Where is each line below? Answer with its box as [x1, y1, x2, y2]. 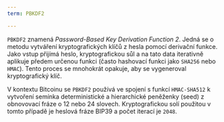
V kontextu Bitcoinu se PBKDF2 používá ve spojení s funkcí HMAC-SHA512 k [7, 85, 211, 93]
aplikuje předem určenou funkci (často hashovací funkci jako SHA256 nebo [7, 57, 216, 65]
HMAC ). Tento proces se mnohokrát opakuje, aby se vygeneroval [7, 64, 187, 72]
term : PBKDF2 [7, 10, 45, 17]
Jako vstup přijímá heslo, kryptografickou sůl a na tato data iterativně [7, 50, 204, 58]
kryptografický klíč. [7, 72, 62, 80]
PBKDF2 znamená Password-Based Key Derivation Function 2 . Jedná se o [7, 35, 214, 43]
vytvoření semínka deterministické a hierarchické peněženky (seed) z [7, 92, 205, 101]
